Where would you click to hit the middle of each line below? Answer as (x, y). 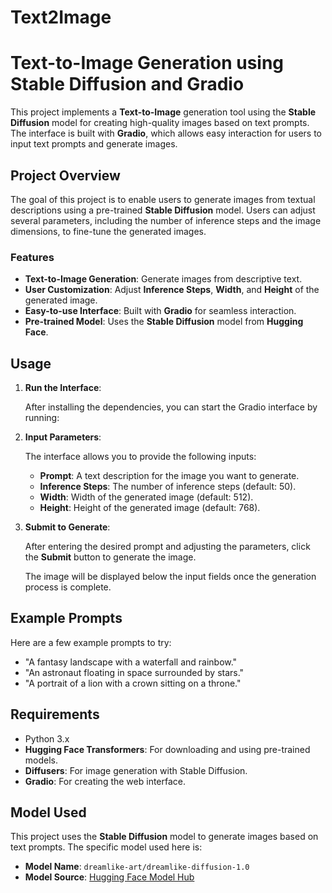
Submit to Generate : (67, 527)
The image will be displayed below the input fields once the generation (170, 577)
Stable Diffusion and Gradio (127, 84)
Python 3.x (47, 738)
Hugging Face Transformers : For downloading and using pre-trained (167, 749)
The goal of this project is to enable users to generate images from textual (163, 199)
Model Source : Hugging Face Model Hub (109, 877)
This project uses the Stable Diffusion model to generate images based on (164, 837)
